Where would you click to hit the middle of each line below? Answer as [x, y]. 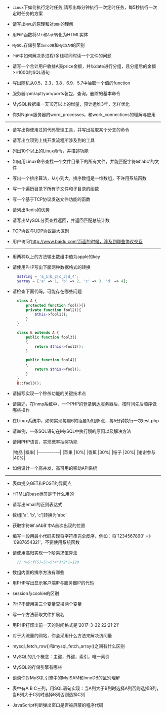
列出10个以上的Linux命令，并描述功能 [50, 151]
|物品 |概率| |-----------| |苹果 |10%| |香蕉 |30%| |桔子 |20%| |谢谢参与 [84, 452]
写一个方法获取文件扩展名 [38, 614]
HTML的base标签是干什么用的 [43, 494]
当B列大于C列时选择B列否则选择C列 [49, 694]
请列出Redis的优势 [31, 210]
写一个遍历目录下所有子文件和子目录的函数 [56, 189]
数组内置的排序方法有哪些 [38, 572]
